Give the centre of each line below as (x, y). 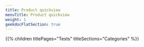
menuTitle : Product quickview (38, 15)
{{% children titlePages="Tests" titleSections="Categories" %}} (72, 39)
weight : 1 (16, 19)
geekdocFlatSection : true (33, 24)
